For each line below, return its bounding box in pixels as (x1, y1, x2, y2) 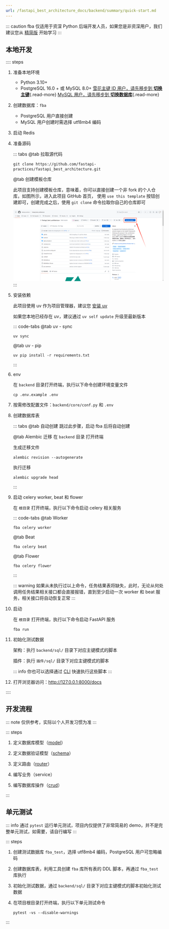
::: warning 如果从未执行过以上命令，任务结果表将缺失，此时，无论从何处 (13, 582, 164, 589)
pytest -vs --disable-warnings (13, 910, 79, 915)
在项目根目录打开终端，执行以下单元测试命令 (13, 899, 106, 905)
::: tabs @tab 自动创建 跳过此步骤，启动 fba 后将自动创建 (13, 423, 130, 429)
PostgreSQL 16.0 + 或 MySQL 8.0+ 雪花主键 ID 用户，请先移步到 (20, 85, 152, 91)
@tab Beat (13, 534, 35, 540)
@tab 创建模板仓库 (13, 176, 52, 182)
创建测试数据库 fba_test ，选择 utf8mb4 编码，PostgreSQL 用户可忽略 (13, 849, 157, 855)
